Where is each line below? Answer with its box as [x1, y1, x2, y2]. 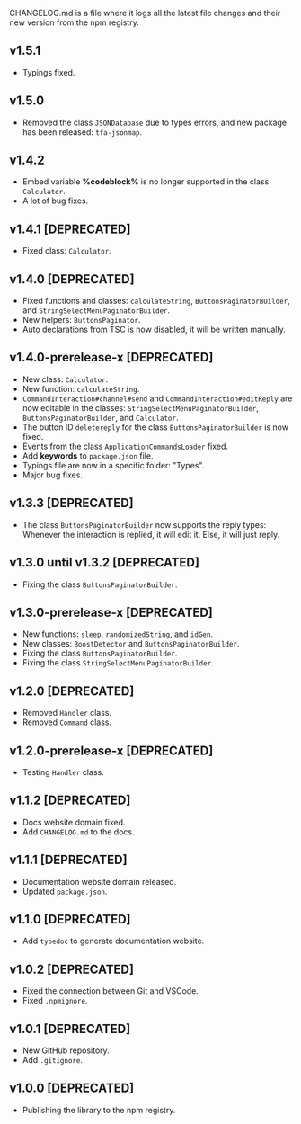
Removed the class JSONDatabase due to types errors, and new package [22, 117, 288, 128]
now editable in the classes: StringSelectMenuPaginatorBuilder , [22, 402, 259, 413]
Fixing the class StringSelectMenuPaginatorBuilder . [22, 657, 214, 668]
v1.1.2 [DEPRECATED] [9, 793, 131, 808]
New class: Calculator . [22, 373, 109, 385]
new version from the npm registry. [9, 17, 139, 28]
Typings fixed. [22, 67, 75, 77]
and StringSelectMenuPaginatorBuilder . [22, 305, 171, 316]
